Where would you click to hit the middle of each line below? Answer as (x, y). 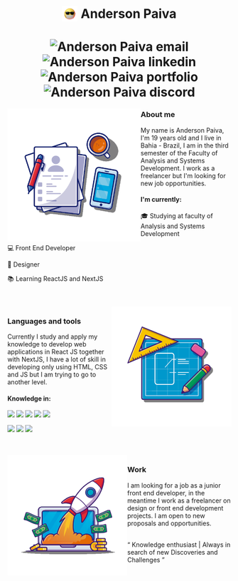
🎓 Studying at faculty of (177, 215)
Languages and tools (44, 321)
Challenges (144, 560)
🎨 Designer (24, 264)
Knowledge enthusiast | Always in (181, 545)
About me (158, 115)
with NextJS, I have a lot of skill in (57, 359)
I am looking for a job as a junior (174, 485)
